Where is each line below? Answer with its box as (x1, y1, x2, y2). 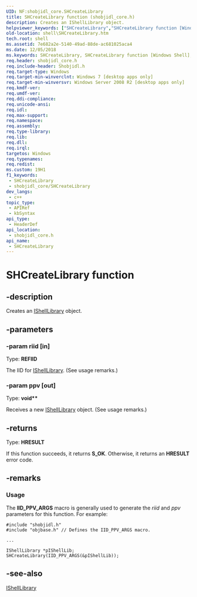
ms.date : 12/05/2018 (6, 47, 57, 53)
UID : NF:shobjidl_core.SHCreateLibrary (6, 8, 104, 15)
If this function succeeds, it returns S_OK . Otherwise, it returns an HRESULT (6, 450, 190, 457)
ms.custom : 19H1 (6, 167, 46, 173)
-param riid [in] (6, 342, 50, 350)
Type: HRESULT (6, 439, 45, 446)
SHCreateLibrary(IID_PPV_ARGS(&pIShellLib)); (6, 552, 119, 558)
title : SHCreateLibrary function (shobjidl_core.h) (6, 14, 135, 20)
